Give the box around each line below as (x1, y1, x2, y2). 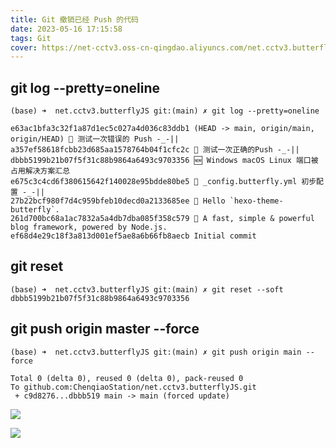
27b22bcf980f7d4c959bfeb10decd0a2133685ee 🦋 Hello (10, 196, 226, 206)
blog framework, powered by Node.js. (10, 222, 168, 233)
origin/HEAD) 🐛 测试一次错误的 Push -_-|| (10, 134, 180, 145)
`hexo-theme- (229, 196, 284, 206)
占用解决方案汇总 (10, 166, 71, 176)
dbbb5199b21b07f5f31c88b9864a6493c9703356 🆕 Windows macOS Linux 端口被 (10, 156, 319, 166)
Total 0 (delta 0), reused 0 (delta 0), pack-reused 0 (10, 373, 244, 383)
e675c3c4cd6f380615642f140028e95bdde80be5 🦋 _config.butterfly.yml (10, 177, 298, 187)
